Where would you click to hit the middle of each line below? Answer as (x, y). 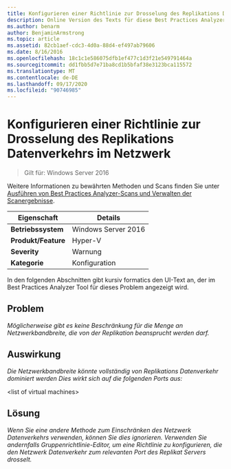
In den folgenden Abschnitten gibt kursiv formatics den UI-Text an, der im (111, 280)
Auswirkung (34, 354)
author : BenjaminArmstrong (46, 33)
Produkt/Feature (38, 240)
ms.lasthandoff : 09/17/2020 (47, 84)
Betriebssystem (37, 229)
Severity (25, 252)
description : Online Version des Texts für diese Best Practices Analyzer (117, 20)
